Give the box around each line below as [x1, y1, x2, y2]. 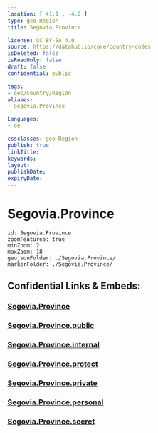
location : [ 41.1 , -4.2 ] [7, 10, 88, 18]
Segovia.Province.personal [7, 397, 104, 407]
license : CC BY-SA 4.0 [7, 36, 75, 44]
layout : [7, 161, 31, 169]
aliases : [7, 96, 33, 104]
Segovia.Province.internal [7, 340, 100, 350]
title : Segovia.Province [7, 24, 81, 31]
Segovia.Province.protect [7, 359, 98, 369]
